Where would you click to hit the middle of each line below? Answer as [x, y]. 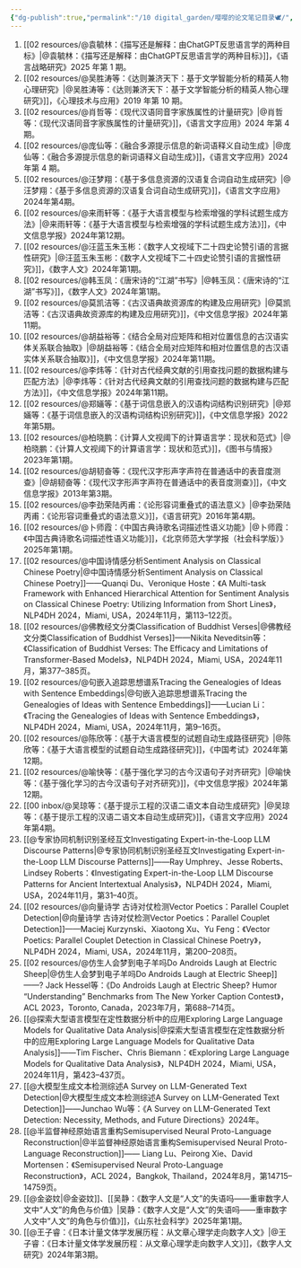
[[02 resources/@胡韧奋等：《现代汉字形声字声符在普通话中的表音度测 [152, 471]
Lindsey [38, 873]
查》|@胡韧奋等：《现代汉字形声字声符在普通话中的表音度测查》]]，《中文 [155, 482]
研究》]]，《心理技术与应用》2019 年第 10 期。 [105, 101]
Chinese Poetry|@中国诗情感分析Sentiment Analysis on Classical [143, 572]
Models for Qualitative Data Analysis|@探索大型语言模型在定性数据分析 [154, 1030]
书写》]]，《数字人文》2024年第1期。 [100, 291]
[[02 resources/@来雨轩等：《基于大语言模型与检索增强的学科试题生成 [152, 213]
